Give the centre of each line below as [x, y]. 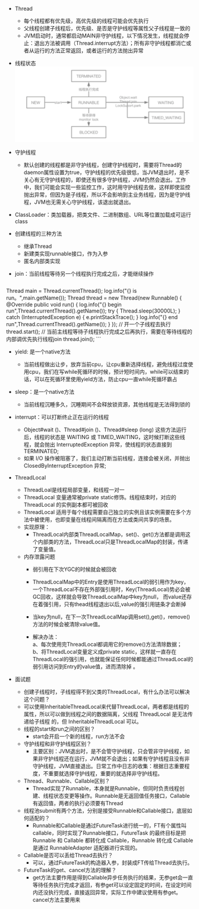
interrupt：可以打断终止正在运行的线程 [62, 417]
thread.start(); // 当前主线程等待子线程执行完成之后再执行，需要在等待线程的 [99, 332]
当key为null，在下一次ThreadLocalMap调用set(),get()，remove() [111, 617]
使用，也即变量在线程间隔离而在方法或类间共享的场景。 [107, 520]
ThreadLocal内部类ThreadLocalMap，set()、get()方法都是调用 [109, 535]
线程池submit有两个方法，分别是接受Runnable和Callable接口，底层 [105, 811]
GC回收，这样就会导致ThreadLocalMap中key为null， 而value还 [110, 597]
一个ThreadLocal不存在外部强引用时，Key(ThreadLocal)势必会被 [111, 589]
